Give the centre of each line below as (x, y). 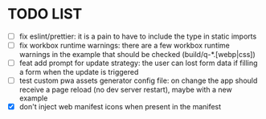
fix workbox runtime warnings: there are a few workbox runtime (125, 45)
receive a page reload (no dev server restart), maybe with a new (125, 90)
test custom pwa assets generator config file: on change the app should (138, 80)
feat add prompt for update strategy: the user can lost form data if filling (138, 63)
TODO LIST (45, 14)
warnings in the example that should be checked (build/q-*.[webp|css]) (137, 55)
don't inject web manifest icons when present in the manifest (120, 107)
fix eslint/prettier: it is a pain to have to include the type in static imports (138, 36)
